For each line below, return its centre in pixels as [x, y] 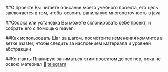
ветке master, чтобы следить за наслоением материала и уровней [78, 43]
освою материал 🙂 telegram [36, 64]
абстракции [18, 49]
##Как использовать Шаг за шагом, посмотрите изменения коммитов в [84, 38]
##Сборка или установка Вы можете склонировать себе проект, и [78, 23]
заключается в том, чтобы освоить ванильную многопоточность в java [83, 13]
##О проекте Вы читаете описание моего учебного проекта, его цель [82, 7]
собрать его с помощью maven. [40, 28]
